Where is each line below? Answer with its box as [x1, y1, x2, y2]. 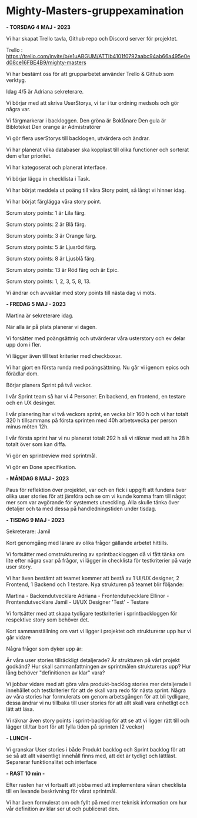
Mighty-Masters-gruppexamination [6, 4, 184, 18]
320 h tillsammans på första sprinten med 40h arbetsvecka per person [6, 417, 178, 424]
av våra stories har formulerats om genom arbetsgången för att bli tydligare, [6, 693, 190, 700]
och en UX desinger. [6, 399, 56, 406]
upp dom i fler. [6, 341, 42, 348]
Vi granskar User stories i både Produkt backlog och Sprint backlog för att [6, 746, 186, 753]
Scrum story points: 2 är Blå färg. [6, 221, 86, 228]
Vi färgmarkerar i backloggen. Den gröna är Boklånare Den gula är [6, 117, 166, 124]
